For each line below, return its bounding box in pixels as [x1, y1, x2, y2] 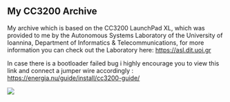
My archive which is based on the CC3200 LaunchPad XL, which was [7, 23, 205, 32]
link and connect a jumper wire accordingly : [7, 66, 133, 74]
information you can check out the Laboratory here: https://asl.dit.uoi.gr [7, 45, 211, 54]
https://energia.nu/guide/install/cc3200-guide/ [7, 74, 140, 82]
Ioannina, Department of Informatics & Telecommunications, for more [7, 38, 204, 47]
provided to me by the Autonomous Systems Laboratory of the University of [7, 31, 223, 39]
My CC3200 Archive [7, 6, 98, 17]
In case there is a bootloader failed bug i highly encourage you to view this [7, 59, 220, 68]
